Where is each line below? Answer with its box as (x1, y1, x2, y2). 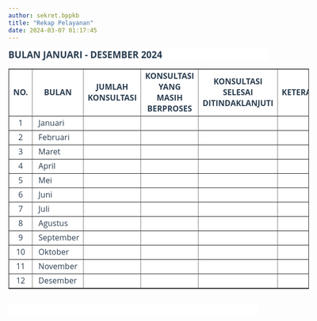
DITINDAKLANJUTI (202, 97, 274, 109)
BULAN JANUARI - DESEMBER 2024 (8, 48, 162, 62)
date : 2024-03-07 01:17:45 (8, 26, 97, 34)
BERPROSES (147, 103, 193, 115)
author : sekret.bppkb (8, 11, 80, 20)
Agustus (38, 217, 69, 229)
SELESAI (223, 86, 254, 99)
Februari (38, 131, 70, 143)
